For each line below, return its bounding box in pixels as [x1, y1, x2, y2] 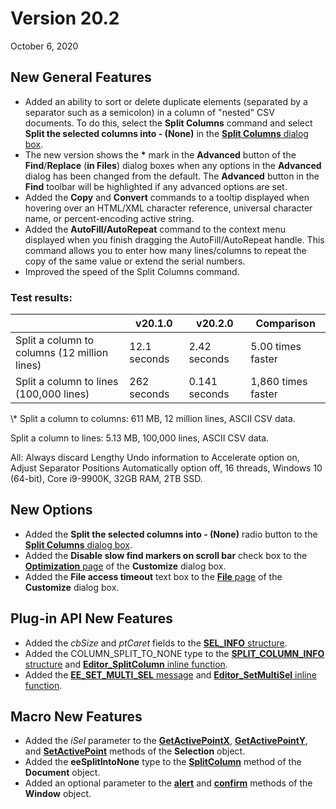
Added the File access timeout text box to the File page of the [24, 570, 283, 582]
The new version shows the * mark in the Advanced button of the [24, 148, 297, 161]
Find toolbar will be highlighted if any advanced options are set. [24, 180, 288, 192]
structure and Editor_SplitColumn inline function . [24, 658, 228, 670]
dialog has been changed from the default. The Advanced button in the [24, 170, 320, 182]
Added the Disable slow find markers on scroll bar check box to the [24, 549, 308, 561]
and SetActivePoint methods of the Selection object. [24, 745, 246, 757]
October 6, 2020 [10, 40, 79, 52]
